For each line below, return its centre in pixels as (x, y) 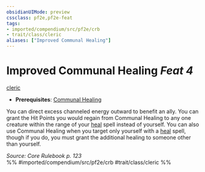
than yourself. (24, 144)
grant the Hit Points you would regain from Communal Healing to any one (99, 118)
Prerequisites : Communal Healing (58, 99)
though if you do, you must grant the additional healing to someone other (99, 137)
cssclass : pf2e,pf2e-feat (39, 18)
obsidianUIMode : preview (38, 12)
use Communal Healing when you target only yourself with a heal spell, (96, 131)
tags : (13, 23)
